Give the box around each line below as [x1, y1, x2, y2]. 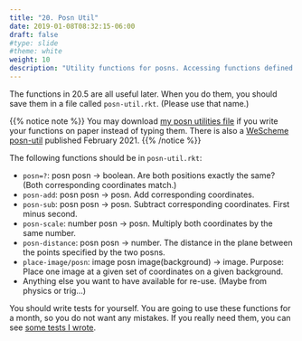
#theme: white [9, 47, 63, 56]
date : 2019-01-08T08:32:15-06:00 [9, 22, 136, 31]
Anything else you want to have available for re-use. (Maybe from [22, 275, 268, 286]
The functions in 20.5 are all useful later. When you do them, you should [9, 88, 278, 99]
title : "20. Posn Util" [9, 13, 99, 23]
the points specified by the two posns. [22, 246, 165, 258]
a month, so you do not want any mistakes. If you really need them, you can [9, 312, 291, 323]
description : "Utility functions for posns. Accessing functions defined [9, 64, 294, 73]
